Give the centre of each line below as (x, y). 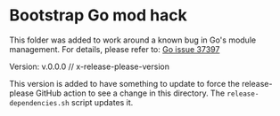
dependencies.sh (39, 103)
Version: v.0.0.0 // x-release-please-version (89, 66)
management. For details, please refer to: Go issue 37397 (115, 49)
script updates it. (102, 102)
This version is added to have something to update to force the (125, 83)
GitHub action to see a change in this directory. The (130, 93)
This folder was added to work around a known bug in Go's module (133, 40)
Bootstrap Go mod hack (98, 15)
